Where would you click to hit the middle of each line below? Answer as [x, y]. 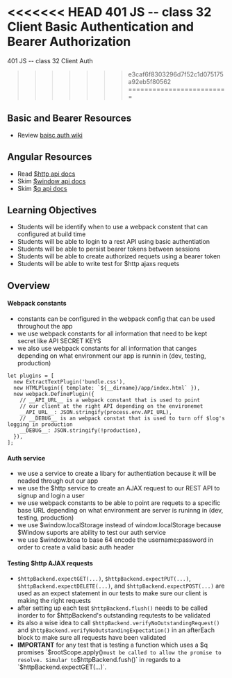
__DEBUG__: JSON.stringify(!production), [80, 430]
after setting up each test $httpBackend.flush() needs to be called [113, 608]
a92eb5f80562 [150, 81]
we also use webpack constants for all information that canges [107, 348]
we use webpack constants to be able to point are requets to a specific [119, 503]
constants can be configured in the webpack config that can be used [116, 319]
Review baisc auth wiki [50, 135]
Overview [29, 286]
